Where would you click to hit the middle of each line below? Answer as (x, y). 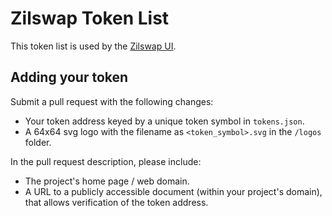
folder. (38, 142)
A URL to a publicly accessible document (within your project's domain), (173, 191)
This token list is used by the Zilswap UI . (93, 46)
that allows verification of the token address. (116, 202)
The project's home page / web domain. (107, 181)
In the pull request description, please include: (106, 161)
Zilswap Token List (90, 18)
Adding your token (69, 77)
